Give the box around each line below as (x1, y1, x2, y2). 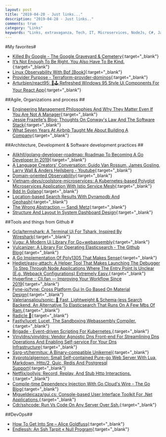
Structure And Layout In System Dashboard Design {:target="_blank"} (12, 210, 153, 215)
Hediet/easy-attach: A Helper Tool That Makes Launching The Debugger (12, 260, 161, 266)
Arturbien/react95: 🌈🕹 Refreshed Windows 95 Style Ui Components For (12, 80, 160, 86)
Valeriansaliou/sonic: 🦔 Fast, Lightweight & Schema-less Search (12, 297, 142, 303)
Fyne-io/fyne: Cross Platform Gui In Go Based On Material (12, 286, 130, 292)
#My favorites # (5, 44, 36, 49)
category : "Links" (5, 26, 43, 31)
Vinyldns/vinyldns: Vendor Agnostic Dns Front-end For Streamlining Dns (12, 334, 160, 339)
